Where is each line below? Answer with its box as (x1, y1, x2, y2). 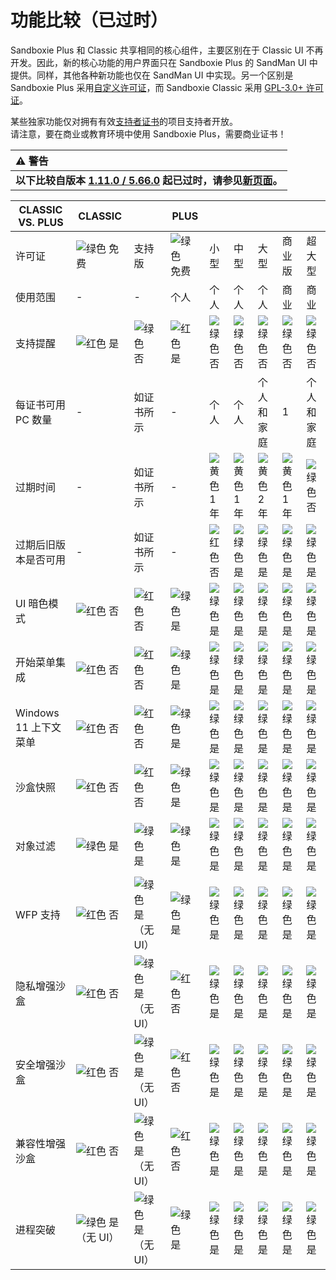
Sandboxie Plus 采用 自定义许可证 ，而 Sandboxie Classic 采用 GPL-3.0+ (10, 81, 304, 93)
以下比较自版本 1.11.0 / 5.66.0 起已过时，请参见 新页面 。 (15, 173, 283, 187)
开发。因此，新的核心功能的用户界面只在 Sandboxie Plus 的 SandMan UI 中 (10, 56, 318, 68)
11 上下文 (15, 720, 62, 734)
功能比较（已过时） (10, 9, 169, 32)
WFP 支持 (15, 907, 61, 921)
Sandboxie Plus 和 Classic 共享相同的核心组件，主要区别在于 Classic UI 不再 (10, 44, 324, 56)
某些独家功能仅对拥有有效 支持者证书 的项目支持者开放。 (10, 115, 238, 127)
